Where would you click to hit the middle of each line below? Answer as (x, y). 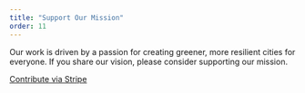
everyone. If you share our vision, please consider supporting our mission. (149, 61)
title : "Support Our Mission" (67, 18)
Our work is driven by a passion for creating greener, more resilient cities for (152, 51)
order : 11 (28, 26)
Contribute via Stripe (48, 79)
